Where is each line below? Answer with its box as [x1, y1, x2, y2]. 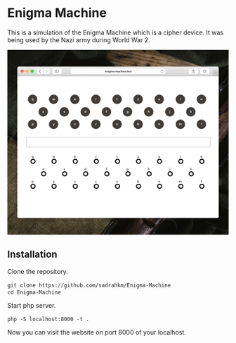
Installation [7, 249, 58, 261]
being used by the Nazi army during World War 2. [7, 35, 151, 44]
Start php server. [7, 301, 56, 309]
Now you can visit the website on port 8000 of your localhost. [7, 328, 186, 336]
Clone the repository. [7, 267, 68, 275]
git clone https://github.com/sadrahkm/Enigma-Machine [7, 282, 171, 289]
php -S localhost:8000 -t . [7, 316, 90, 323]
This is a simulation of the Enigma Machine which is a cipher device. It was [7, 28, 223, 37]
